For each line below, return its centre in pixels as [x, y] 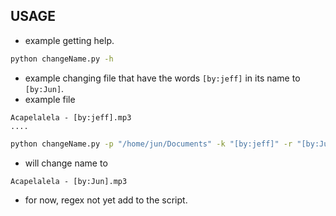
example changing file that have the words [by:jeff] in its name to [162, 78]
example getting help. [69, 40]
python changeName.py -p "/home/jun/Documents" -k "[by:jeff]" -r [151, 144]
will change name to [66, 163]
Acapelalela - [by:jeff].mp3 [71, 117]
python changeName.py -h [62, 59]
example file [50, 99]
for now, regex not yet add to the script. [106, 200]
